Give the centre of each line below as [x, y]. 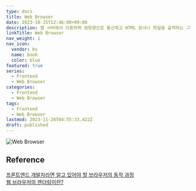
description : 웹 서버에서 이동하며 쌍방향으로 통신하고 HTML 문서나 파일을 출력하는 [95, 28]
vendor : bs [25, 49]
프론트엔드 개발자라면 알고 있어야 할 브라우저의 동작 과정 [70, 175]
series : [16, 71]
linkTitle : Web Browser [35, 33]
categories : [20, 87]
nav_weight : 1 [23, 38]
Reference [25, 160]
